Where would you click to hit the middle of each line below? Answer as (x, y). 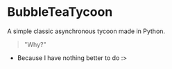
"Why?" (35, 44)
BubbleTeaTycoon (60, 12)
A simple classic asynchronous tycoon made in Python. (86, 31)
